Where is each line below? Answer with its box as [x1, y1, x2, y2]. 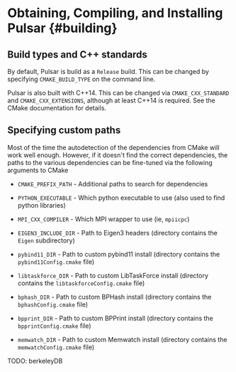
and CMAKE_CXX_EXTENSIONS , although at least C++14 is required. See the [7, 96, 216, 105]
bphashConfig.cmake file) [17, 300, 89, 309]
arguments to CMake [7, 166, 69, 174]
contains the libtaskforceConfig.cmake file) [17, 279, 145, 287]
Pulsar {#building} [7, 20, 118, 36]
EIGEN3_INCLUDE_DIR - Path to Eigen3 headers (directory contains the [17, 228, 218, 237]
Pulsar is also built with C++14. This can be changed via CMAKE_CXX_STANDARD [7, 89, 230, 97]
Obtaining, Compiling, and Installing [7, 5, 223, 21]
